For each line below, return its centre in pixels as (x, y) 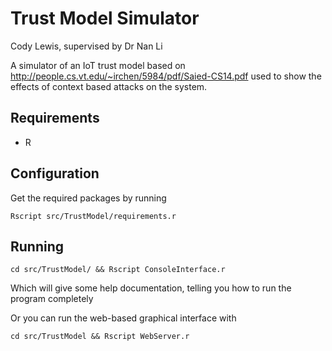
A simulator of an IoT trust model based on (98, 65)
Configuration (55, 173)
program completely (52, 299)
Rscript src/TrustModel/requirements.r (93, 216)
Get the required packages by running (88, 198)
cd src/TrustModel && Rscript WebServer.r (100, 337)
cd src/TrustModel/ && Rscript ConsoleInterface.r (118, 270)
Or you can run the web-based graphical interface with (123, 318)
